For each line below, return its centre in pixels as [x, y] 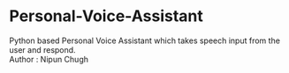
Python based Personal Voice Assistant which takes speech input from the [145, 40]
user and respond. [43, 49]
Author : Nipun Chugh [49, 59]
